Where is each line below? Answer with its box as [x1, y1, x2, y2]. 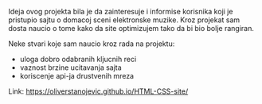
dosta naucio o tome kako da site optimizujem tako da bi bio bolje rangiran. [8, 24, 255, 33]
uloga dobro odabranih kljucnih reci [19, 55, 137, 64]
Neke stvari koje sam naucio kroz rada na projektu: [8, 39, 175, 48]
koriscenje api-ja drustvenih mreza [19, 71, 134, 80]
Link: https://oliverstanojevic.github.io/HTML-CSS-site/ [8, 87, 189, 96]
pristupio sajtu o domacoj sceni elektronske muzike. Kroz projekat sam [8, 15, 240, 25]
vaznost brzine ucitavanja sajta [19, 63, 122, 72]
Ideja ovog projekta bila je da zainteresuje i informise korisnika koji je [8, 7, 233, 16]
